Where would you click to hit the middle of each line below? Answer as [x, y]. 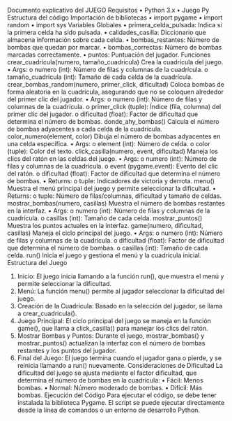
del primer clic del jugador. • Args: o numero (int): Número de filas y [105, 99]
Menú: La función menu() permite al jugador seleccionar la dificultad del [121, 291]
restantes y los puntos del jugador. [67, 350]
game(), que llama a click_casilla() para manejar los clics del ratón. [113, 328]
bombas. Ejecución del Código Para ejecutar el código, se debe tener [117, 395]
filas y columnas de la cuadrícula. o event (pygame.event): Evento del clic [113, 166]
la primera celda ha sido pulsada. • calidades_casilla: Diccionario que [107, 32]
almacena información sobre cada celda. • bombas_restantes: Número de [113, 40]
